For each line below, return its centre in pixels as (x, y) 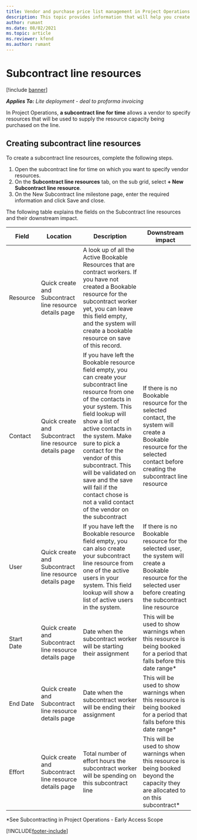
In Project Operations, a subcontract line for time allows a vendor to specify (98, 112)
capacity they (162, 783)
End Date (22, 704)
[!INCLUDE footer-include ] (37, 831)
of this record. (102, 345)
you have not (101, 279)
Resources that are (109, 264)
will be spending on (110, 775)
